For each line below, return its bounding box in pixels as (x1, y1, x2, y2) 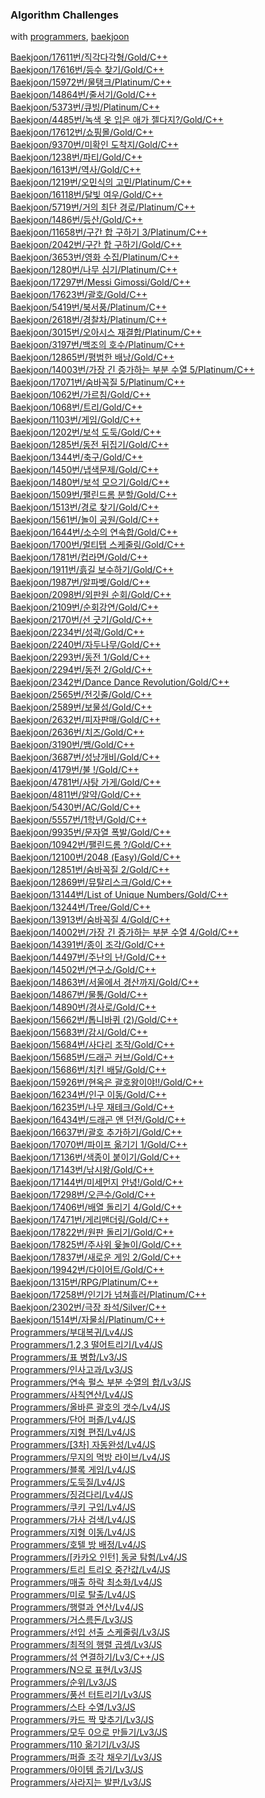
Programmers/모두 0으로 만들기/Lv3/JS (10, 1726, 168, 1738)
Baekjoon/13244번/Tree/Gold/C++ (10, 901, 152, 913)
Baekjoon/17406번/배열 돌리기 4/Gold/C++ (10, 1201, 183, 1213)
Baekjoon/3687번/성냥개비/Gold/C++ (10, 751, 161, 763)
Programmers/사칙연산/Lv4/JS (10, 1389, 134, 1401)
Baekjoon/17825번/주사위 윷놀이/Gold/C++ (10, 1239, 183, 1251)
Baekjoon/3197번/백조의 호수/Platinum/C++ (10, 339, 186, 351)
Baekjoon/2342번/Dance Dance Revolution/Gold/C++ (10, 676, 230, 688)
